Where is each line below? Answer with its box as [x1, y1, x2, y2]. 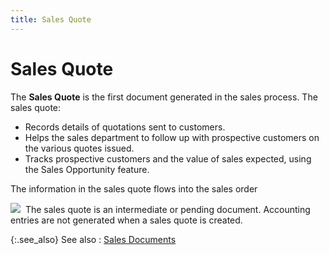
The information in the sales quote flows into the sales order [10, 182, 258, 195]
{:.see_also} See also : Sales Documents [10, 233, 177, 245]
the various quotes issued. [24, 142, 135, 154]
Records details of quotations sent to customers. [24, 121, 226, 133]
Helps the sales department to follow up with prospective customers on [24, 131, 320, 143]
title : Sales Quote [10, 14, 92, 25]
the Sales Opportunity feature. [24, 163, 150, 175]
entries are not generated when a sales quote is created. [10, 214, 243, 226]
